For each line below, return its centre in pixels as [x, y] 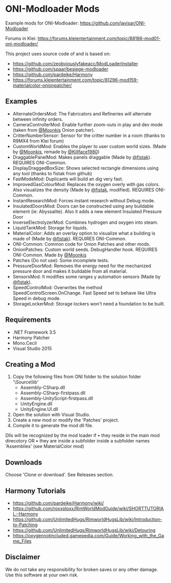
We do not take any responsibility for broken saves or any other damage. [82, 569]
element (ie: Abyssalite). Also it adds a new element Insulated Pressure [87, 211]
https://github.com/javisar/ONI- [113, 23]
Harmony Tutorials [35, 491]
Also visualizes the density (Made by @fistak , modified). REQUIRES [83, 190]
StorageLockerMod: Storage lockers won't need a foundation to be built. [89, 304]
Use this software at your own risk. [42, 575]
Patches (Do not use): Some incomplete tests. [61, 260]
